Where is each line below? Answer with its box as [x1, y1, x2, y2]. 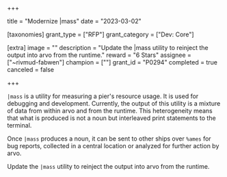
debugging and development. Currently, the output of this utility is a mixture [7, 99, 221, 107]
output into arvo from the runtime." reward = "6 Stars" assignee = [7, 51, 191, 59]
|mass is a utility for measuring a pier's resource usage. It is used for [7, 92, 199, 100]
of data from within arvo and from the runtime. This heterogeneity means [7, 107, 213, 115]
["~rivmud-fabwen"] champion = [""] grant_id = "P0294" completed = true [7, 58, 217, 66]
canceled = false [7, 66, 55, 73]
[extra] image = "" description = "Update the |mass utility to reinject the [7, 44, 209, 51]
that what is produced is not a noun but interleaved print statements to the [7, 114, 217, 122]
